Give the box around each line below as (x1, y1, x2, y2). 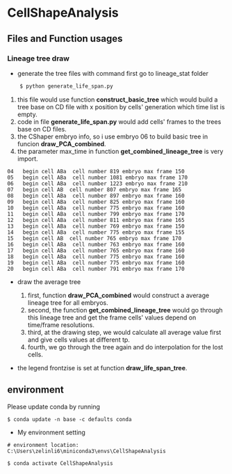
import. (17, 155, 38, 163)
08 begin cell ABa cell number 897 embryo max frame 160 (7, 192, 185, 199)
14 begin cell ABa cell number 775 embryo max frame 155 (7, 228, 185, 236)
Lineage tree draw (7, 54, 70, 63)
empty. (17, 110, 38, 118)
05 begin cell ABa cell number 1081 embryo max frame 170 (7, 174, 188, 181)
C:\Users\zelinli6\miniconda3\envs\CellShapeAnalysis (7, 448, 167, 455)
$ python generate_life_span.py (19, 82, 113, 90)
